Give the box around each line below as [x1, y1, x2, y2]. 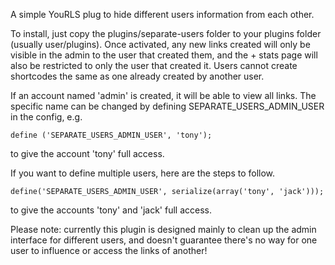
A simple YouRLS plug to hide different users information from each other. [10, 9, 315, 20]
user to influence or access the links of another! [10, 245, 208, 256]
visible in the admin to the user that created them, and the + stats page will [10, 49, 318, 61]
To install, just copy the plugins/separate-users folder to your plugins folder [10, 28, 322, 39]
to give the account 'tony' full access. [10, 148, 165, 159]
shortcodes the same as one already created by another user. [10, 70, 265, 82]
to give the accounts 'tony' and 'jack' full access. [10, 204, 212, 216]
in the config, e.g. [10, 111, 83, 123]
